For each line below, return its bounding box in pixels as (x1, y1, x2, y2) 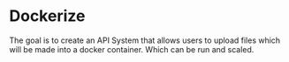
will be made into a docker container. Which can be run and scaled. (9, 44, 255, 54)
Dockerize (9, 6, 86, 26)
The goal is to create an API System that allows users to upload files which (9, 35, 281, 45)
